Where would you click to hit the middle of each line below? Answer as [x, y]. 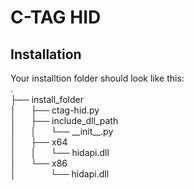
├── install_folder [47, 99]
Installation [46, 54]
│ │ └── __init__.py [62, 131]
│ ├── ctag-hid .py [55, 110]
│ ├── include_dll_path [64, 120]
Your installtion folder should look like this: [97, 78]
